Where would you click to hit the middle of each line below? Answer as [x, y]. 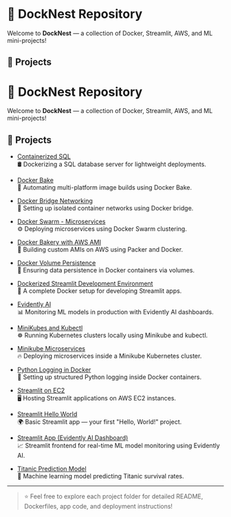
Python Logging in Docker [54, 370]
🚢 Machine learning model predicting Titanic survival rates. [100, 476]
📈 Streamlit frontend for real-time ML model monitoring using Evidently [118, 446]
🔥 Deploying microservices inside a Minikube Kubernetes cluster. [109, 356]
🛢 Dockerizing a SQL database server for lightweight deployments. [111, 164]
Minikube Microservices [51, 349]
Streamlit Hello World [47, 414]
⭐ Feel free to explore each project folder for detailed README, [113, 496]
